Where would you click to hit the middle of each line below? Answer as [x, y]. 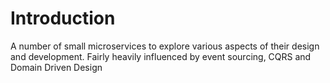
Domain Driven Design [56, 67]
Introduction [63, 18]
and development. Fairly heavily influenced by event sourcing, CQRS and [161, 56]
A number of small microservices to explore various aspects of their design [165, 46]
